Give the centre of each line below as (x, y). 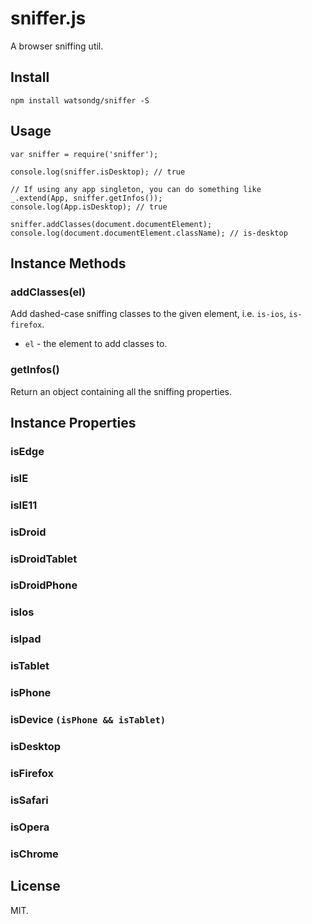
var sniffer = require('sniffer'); (84, 154)
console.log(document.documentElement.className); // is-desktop (149, 233)
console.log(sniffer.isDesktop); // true (98, 172)
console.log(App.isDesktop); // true (89, 207)
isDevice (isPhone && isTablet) (88, 720)
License (35, 886)
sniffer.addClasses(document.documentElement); (111, 224)
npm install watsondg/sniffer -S (80, 100)
